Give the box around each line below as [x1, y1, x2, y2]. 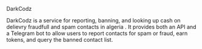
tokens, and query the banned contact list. [6, 36, 113, 43]
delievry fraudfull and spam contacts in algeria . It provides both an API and [6, 24, 197, 30]
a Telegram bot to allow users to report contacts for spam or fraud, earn [6, 30, 188, 37]
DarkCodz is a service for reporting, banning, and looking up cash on [6, 17, 181, 24]
